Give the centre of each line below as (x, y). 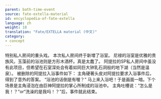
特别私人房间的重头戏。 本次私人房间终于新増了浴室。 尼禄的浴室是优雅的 (78, 55)
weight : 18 (16, 28)
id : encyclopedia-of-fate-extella (40, 18)
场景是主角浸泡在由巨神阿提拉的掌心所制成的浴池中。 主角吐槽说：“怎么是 (79, 85)
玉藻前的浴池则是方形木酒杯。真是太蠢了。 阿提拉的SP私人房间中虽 (85, 61)
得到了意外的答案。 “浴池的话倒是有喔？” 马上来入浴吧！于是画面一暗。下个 (80, 79)
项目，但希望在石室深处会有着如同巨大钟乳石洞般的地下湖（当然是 (79, 67)
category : (15, 37)
